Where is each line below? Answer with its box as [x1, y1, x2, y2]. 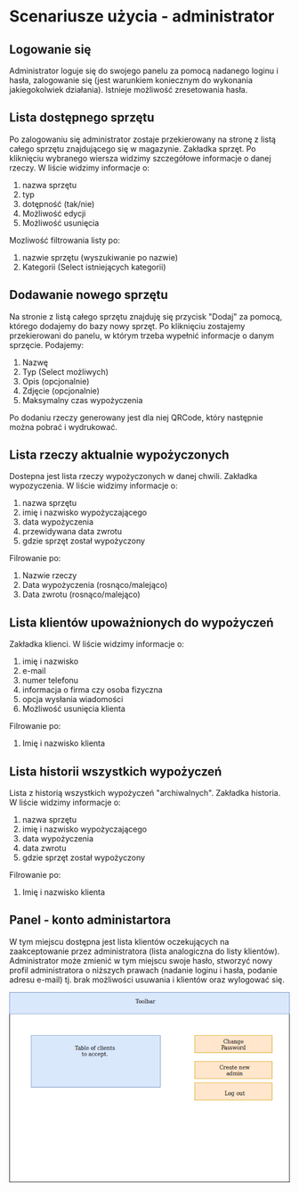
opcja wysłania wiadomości [21, 694, 124, 705]
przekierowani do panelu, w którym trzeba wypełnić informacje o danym [9, 330, 274, 341]
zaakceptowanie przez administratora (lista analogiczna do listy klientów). [9, 946, 280, 956]
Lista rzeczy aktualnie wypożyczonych [9, 448, 230, 463]
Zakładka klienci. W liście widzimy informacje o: [9, 639, 185, 650]
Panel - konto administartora [9, 913, 172, 928]
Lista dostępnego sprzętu [9, 110, 155, 126]
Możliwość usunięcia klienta [21, 703, 126, 715]
